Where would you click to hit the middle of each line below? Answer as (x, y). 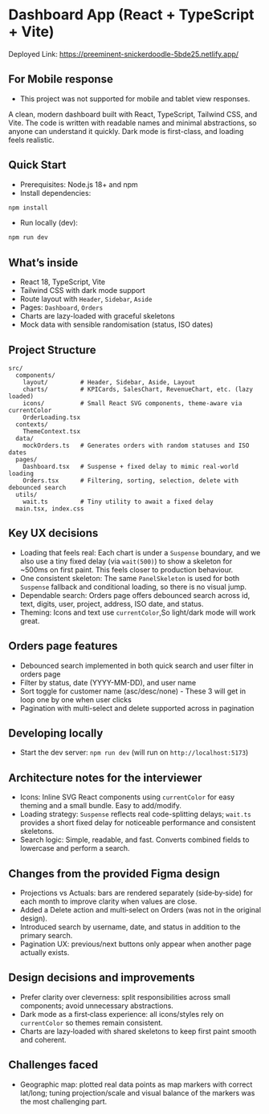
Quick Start (37, 165)
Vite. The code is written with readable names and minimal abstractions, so (132, 123)
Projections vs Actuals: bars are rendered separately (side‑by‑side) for (136, 893)
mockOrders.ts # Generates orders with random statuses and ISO (136, 445)
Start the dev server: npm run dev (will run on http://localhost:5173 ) (134, 753)
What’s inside (43, 262)
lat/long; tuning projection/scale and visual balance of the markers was (137, 1092)
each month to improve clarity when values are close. (108, 901)
